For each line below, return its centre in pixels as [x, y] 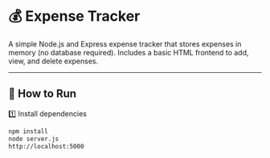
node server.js [34, 139]
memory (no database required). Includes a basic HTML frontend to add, [129, 52]
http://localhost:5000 [46, 146]
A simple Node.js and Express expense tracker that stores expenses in [125, 44]
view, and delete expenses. [53, 61]
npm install [28, 131]
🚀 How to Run [43, 94]
